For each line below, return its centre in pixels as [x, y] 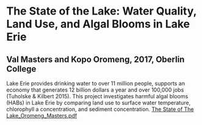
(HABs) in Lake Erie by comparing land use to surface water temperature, [99, 103]
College [21, 69]
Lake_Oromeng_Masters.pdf [42, 116]
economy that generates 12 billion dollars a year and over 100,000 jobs [95, 90]
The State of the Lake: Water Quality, [102, 11]
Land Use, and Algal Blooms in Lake [98, 24]
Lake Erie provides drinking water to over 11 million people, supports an [96, 83]
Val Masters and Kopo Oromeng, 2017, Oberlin [96, 59]
